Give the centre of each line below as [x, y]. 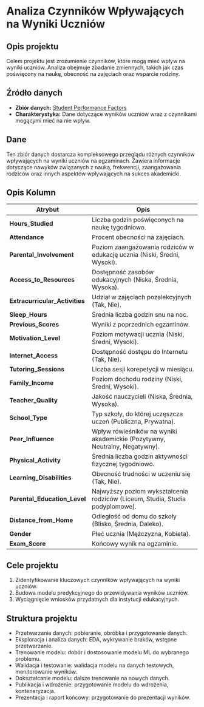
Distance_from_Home [41, 520]
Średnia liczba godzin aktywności [140, 456]
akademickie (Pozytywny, [129, 439]
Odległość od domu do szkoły [134, 516]
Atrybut [48, 209]
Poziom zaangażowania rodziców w [143, 247]
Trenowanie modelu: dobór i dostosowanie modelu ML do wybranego [102, 652]
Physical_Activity [35, 461]
